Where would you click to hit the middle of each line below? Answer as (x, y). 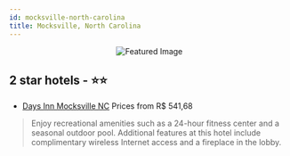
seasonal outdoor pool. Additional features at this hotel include (145, 133)
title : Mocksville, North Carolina (75, 26)
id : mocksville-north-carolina (67, 17)
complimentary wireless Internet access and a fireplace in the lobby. (156, 143)
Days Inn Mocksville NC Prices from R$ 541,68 (107, 106)
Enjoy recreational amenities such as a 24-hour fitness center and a (155, 123)
